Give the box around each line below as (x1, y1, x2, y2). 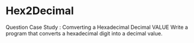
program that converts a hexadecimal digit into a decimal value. (5, 29, 163, 37)
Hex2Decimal (5, 4, 74, 18)
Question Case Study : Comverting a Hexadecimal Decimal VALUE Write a (5, 24, 189, 31)
